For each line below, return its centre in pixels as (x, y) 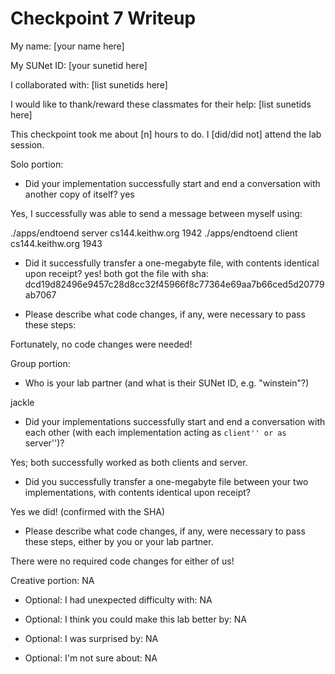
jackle (22, 402)
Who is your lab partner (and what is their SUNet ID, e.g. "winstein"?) (167, 383)
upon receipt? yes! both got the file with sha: (116, 273)
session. (27, 144)
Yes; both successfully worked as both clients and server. (129, 462)
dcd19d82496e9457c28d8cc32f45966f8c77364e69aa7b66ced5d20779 (174, 284)
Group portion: (40, 363)
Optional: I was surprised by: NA (91, 638)
